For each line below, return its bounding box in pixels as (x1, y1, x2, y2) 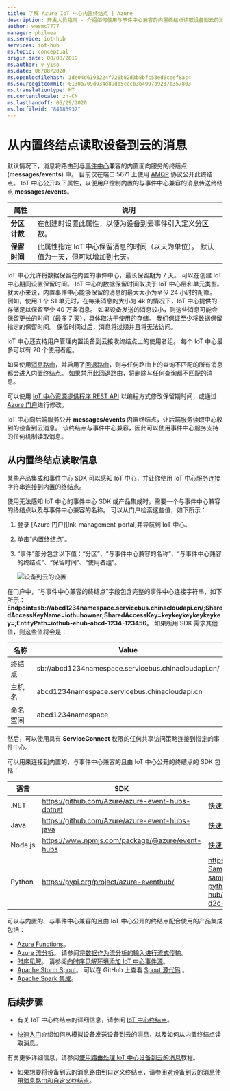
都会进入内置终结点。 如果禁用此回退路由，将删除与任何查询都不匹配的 (7, 369, 207, 377)
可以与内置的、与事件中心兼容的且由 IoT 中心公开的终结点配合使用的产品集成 (7, 917, 223, 925)
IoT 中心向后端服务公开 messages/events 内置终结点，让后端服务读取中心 (7, 415, 217, 423)
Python (10, 877, 34, 886)
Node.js (10, 840, 36, 849)
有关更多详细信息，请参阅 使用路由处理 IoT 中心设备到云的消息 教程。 (7, 1053, 199, 1061)
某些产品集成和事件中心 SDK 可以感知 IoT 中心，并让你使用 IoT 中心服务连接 (7, 474, 221, 482)
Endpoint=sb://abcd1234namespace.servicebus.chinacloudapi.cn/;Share (7, 604, 223, 612)
